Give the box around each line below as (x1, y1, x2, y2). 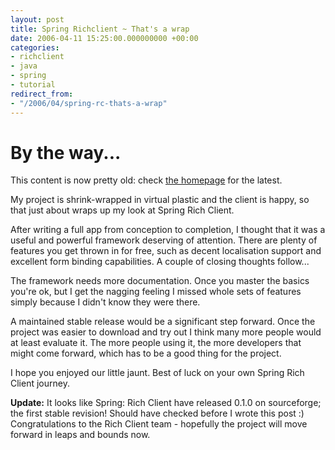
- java (10, 61, 38, 71)
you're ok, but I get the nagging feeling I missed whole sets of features (10, 286, 302, 298)
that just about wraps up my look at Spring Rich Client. (10, 204, 235, 216)
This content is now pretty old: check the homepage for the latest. (10, 174, 283, 186)
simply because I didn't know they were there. (10, 296, 201, 308)
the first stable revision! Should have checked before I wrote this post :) (10, 407, 305, 420)
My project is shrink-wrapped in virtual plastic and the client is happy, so (10, 194, 310, 206)
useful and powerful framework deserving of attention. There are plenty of (10, 234, 318, 246)
